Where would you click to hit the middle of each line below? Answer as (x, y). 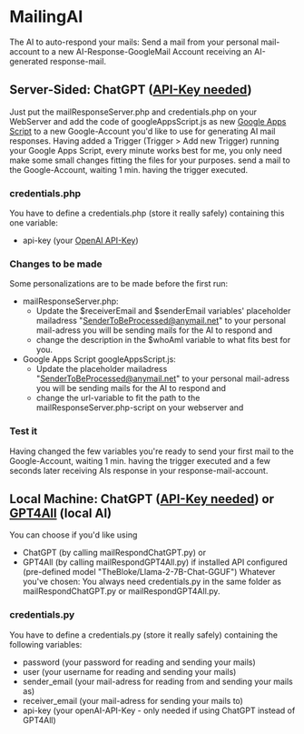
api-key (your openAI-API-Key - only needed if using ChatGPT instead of (159, 710)
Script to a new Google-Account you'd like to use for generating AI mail (142, 131)
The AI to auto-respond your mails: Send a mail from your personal (134, 42)
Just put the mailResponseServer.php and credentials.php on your (133, 112)
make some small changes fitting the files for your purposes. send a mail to (150, 160)
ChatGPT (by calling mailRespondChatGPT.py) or (114, 553)
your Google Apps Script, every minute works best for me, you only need (146, 150)
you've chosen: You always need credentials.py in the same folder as (152, 582)
